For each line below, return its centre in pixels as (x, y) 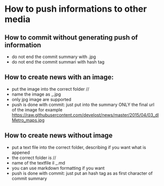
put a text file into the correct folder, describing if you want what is (79, 147)
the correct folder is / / (34, 158)
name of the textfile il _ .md (38, 163)
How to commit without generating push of (71, 37)
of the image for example (37, 110)
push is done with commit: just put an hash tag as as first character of (82, 173)
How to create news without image (59, 135)
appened (21, 152)
